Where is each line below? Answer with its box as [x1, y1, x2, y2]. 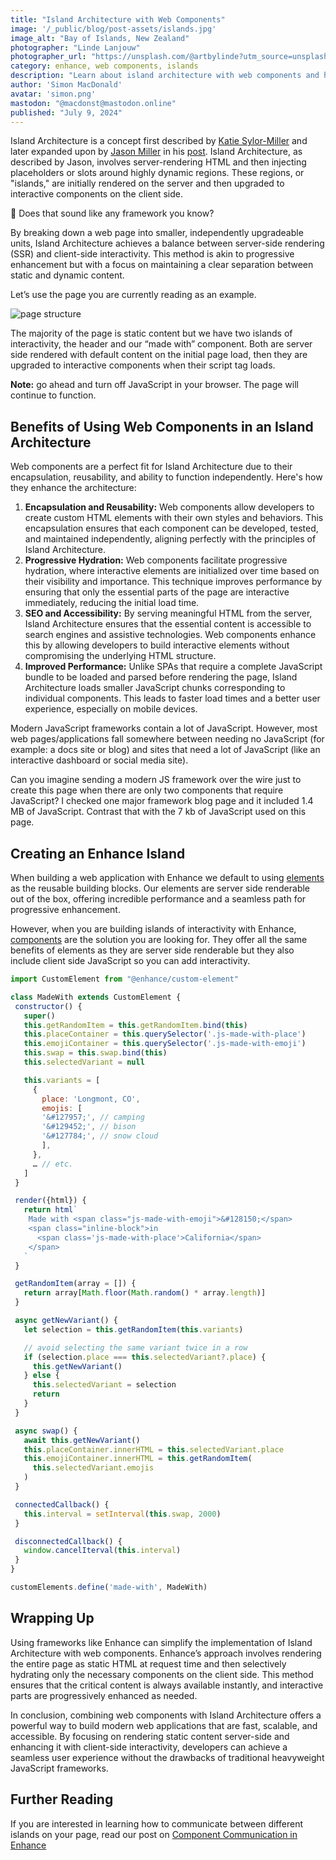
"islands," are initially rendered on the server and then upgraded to [10, 177, 285, 190]
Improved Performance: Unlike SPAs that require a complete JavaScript [24, 661, 323, 673]
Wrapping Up [10, 1610, 95, 1627]
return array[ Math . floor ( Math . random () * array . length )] [23, 1288, 267, 1298]
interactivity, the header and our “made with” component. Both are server [10, 338, 313, 350]
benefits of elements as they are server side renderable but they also [10, 944, 295, 956]
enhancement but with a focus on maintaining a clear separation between [10, 259, 314, 271]
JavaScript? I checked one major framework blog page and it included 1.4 [10, 795, 314, 807]
